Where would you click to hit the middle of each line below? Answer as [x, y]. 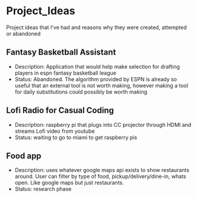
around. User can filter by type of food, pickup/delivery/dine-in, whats [100, 177]
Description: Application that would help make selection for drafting [97, 66]
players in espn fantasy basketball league [66, 73]
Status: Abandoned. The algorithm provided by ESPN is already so [96, 79]
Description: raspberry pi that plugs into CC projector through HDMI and [103, 124]
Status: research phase [43, 189]
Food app [24, 156]
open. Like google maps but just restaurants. [69, 183]
